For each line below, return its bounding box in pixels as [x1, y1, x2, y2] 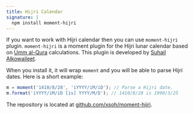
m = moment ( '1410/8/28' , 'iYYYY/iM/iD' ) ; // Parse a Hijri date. [6, 85, 173, 91]
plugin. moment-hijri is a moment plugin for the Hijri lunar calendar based [6, 42, 188, 50]
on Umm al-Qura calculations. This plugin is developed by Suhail [6, 49, 166, 56]
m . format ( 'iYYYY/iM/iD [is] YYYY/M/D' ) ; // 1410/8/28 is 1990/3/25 [6, 90, 179, 96]
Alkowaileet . [6, 55, 37, 63]
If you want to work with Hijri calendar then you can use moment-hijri [6, 36, 178, 44]
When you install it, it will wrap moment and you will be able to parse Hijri [6, 67, 183, 74]
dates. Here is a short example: [6, 73, 83, 81]
